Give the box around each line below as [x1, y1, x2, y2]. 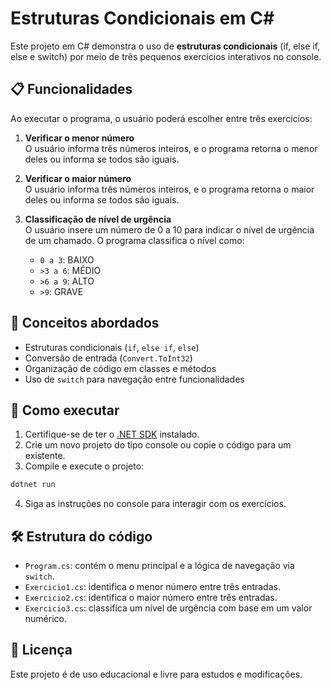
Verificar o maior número [24, 172, 132, 184]
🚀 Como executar [10, 402, 120, 419]
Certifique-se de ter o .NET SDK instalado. [24, 428, 200, 441]
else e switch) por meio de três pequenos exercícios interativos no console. [10, 50, 322, 62]
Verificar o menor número [24, 132, 135, 144]
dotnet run [10, 480, 56, 490]
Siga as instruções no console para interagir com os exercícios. [24, 498, 287, 510]
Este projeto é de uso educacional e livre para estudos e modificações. [10, 668, 303, 680]
